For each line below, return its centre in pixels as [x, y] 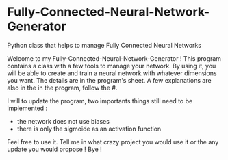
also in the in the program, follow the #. [62, 88]
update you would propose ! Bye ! [55, 149]
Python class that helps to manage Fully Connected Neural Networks [104, 45]
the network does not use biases [63, 121]
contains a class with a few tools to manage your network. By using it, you [112, 66]
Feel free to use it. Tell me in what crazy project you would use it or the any [113, 142]
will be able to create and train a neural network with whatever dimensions [112, 73]
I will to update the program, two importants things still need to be [100, 101]
